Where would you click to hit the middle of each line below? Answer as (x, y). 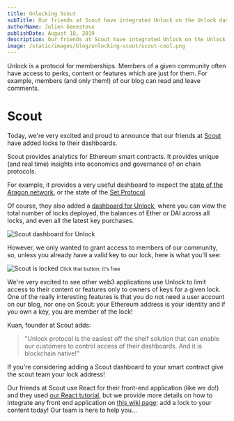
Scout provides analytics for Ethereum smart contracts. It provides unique (113, 156)
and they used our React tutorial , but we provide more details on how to (110, 395)
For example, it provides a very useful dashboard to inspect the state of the (115, 185)
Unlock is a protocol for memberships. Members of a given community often (117, 66)
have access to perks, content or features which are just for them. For (107, 73)
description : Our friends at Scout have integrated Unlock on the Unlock (117, 40)
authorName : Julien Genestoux (51, 26)
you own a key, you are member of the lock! (70, 312)
